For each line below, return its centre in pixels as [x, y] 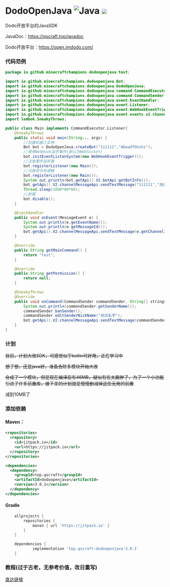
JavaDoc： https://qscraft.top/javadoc [45, 36]
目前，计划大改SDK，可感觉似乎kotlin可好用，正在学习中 [64, 356]
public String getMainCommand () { [51, 250]
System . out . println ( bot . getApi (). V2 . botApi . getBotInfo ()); [87, 180]
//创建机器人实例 [39, 142]
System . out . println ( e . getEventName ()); [66, 222]
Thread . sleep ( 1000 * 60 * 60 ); [52, 190]
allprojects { [29, 516]
